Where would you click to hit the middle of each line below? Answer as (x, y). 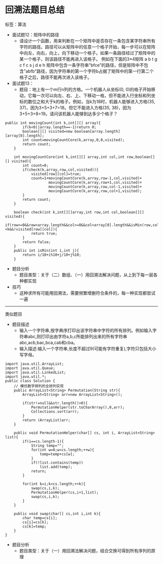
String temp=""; (47, 445)
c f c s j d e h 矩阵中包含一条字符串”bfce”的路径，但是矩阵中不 (81, 65)
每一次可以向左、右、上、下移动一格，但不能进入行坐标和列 (92, 95)
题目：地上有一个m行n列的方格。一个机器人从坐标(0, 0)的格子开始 (85, 89)
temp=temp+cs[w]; (57, 454)
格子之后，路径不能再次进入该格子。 (56, 77)
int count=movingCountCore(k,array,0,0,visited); (73, 140)
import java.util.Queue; (30, 368)
